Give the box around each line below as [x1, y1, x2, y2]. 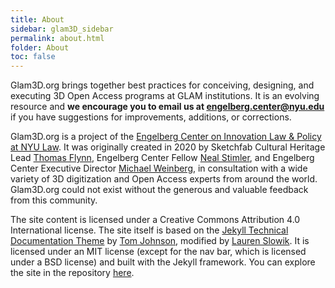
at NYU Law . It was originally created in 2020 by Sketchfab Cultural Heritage [10, 141, 326, 153]
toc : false [10, 52, 56, 62]
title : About [10, 14, 65, 25]
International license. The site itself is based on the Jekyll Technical [10, 224, 289, 236]
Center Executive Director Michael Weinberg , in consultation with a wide [10, 162, 308, 175]
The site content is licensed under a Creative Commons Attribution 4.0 [10, 214, 301, 226]
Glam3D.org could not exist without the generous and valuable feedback [10, 184, 309, 196]
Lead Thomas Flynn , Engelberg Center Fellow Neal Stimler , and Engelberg [10, 152, 315, 164]
